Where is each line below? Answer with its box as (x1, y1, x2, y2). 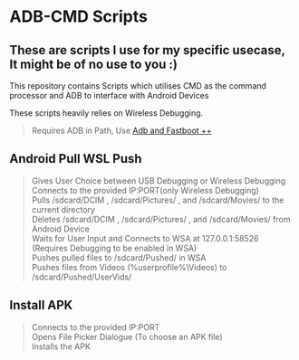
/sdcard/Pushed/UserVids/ (31, 271, 132, 282)
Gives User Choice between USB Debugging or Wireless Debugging (31, 175, 286, 186)
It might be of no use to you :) (9, 56, 178, 71)
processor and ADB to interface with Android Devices (9, 90, 209, 100)
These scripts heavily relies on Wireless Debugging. (9, 108, 204, 118)
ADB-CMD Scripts (9, 6, 148, 27)
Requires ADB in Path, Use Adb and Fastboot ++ (31, 125, 213, 136)
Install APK (9, 298, 73, 313)
